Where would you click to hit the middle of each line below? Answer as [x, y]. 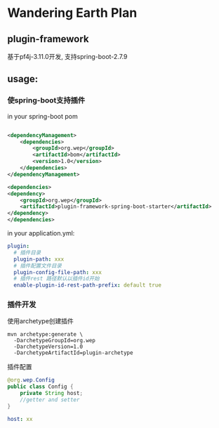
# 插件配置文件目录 [38, 266]
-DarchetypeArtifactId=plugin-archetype [73, 353]
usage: [23, 79]
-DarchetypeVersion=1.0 [48, 347]
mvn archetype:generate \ [45, 335]
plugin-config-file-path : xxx [58, 272]
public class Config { [40, 387]
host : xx [20, 419]
